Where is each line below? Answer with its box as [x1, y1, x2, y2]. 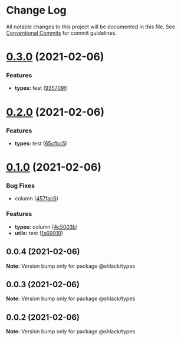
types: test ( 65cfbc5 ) [14, 139, 68, 147]
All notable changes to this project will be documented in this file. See [6, 23, 176, 30]
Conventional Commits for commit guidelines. [6, 29, 117, 36]
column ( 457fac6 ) [14, 195, 59, 202]
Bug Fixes [6, 181, 35, 190]
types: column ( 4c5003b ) [14, 223, 78, 230]
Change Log [6, 4, 67, 17]
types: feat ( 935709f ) [14, 85, 68, 92]
